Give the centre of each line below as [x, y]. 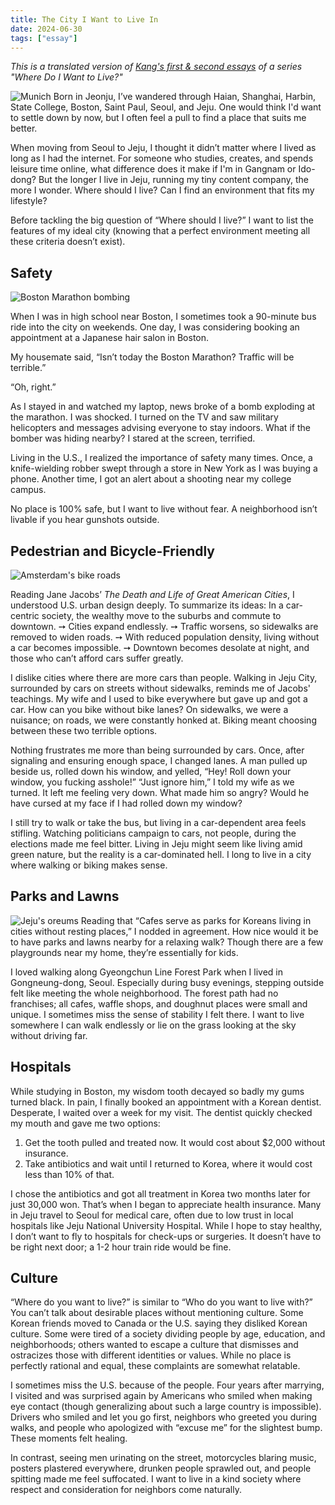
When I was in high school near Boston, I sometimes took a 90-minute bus [163, 317]
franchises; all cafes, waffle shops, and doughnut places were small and [159, 1003]
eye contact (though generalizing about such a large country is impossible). [166, 1407]
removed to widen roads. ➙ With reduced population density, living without [165, 637]
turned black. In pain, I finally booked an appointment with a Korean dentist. [166, 1102]
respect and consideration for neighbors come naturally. [126, 1490]
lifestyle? [29, 201]
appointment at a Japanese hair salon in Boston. [110, 338]
